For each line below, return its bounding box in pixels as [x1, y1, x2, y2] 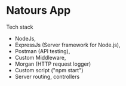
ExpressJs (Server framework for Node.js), [14, 41, 121, 48]
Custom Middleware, [14, 54, 66, 61]
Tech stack [6, 23, 33, 30]
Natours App [6, 4, 71, 17]
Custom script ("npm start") [14, 66, 84, 73]
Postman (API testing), [14, 47, 70, 54]
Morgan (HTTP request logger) [14, 60, 91, 67]
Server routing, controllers [14, 73, 80, 80]
